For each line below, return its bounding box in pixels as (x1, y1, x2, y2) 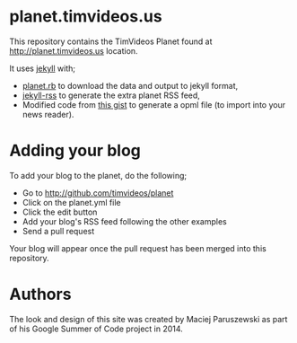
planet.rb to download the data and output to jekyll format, (22, 80, 239, 91)
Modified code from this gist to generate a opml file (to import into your (22, 99, 285, 110)
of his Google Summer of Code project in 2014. (9, 323, 184, 334)
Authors (9, 285, 72, 304)
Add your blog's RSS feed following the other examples (22, 215, 227, 226)
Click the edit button (22, 207, 98, 217)
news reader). (22, 109, 74, 119)
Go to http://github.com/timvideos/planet (22, 187, 174, 198)
